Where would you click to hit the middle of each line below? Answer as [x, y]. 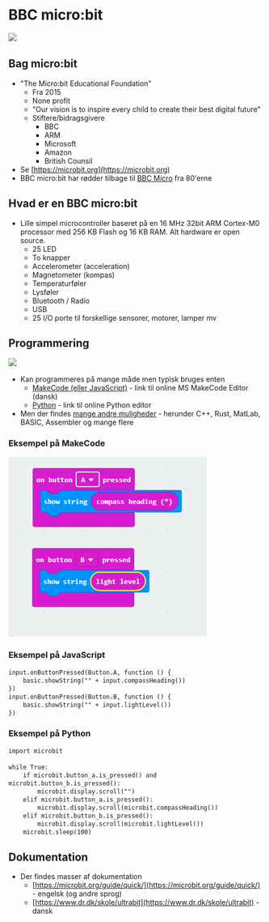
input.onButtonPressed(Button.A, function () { [90, 672]
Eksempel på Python [50, 733]
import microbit [36, 751]
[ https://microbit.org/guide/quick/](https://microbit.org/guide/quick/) [146, 886]
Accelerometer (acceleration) [81, 266]
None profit [51, 100]
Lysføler [45, 292]
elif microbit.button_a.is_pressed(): [88, 800]
